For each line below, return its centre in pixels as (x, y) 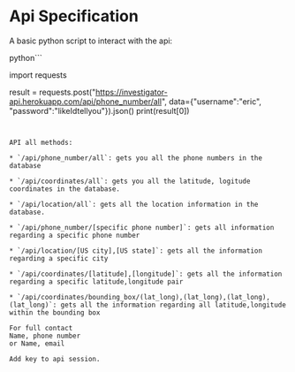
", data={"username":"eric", (212, 101)
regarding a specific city (59, 258)
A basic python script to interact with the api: (91, 41)
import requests (38, 75)
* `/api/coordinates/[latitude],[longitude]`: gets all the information (146, 274)
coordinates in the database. (65, 189)
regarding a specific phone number (75, 235)
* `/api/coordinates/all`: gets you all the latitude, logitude (130, 181)
